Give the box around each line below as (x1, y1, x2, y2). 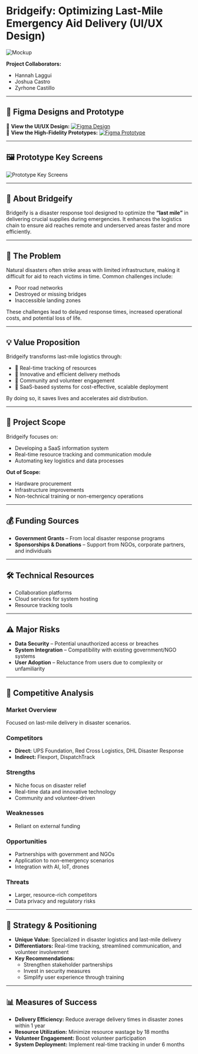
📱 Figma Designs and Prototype (6, 107, 124, 117)
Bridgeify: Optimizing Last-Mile (6, 4, 163, 18)
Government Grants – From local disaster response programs (14, 534, 165, 541)
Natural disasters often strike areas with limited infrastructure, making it (6, 267, 180, 274)
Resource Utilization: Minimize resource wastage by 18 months (14, 1029, 170, 1036)
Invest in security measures (23, 968, 91, 975)
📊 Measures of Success (6, 997, 97, 1007)
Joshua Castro (14, 78, 51, 85)
